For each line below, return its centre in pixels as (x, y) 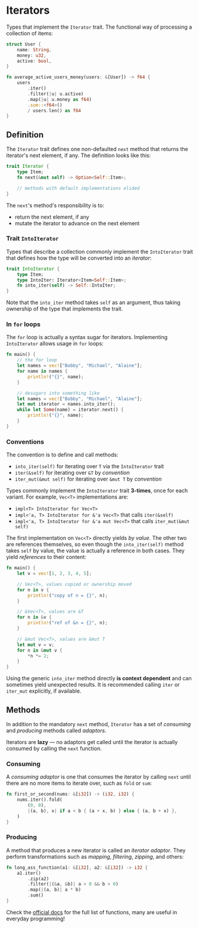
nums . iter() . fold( (40, 800)
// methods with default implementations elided (78, 188)
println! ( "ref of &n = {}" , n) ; (68, 623)
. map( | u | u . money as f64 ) (60, 99)
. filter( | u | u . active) (56, 94)
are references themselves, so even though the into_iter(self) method (95, 545)
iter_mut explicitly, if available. (44, 691)
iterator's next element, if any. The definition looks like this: (79, 155)
